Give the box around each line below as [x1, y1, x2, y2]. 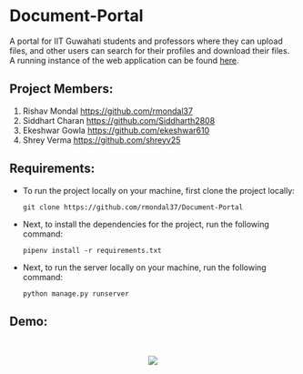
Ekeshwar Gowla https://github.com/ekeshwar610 [22, 125, 210, 136]
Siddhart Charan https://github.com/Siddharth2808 [22, 115, 216, 126]
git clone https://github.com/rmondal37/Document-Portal [22, 202, 244, 212]
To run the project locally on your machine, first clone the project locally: [22, 185, 296, 196]
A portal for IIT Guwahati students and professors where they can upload [9, 35, 284, 46]
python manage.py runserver [22, 288, 129, 298]
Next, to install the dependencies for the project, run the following [22, 218, 270, 229]
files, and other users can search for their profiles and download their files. [9, 45, 290, 56]
